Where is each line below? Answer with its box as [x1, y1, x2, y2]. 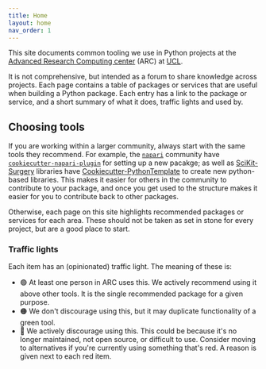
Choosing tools [8, 120, 85, 133]
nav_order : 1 [8, 26, 52, 34]
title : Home [8, 11, 48, 20]
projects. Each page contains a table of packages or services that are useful [8, 80, 258, 90]
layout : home [8, 19, 52, 27]
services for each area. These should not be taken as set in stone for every [8, 216, 254, 225]
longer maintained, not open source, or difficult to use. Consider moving [19, 335, 256, 344]
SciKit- [235, 158, 258, 167]
